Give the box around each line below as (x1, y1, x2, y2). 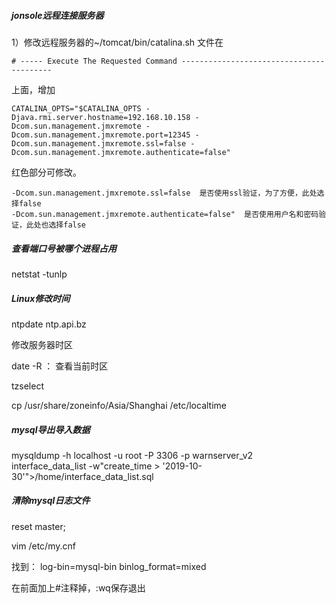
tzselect (11, 380, 44, 392)
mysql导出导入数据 (11, 423, 91, 435)
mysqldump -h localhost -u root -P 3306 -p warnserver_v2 (11, 449, 254, 461)
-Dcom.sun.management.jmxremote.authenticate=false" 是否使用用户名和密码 (11, 209, 319, 219)
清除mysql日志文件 (11, 495, 91, 507)
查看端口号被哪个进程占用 (11, 242, 117, 254)
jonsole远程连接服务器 (11, 9, 104, 21)
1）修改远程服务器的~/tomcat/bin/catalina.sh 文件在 (11, 36, 224, 48)
